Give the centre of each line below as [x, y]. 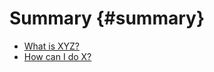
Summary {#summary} [107, 18]
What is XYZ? [51, 46]
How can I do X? [57, 56]
